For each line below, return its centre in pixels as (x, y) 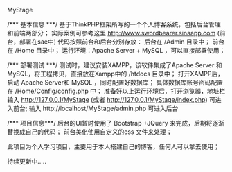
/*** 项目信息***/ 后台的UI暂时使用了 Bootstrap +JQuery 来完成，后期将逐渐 (116, 123)
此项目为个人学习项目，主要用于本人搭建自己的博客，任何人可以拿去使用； (113, 146)
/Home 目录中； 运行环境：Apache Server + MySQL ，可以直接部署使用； (120, 50)
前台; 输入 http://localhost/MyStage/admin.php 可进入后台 (96, 108)
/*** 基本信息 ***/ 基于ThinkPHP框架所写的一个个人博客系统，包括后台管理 (114, 24)
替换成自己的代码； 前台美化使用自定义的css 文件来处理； (90, 132)
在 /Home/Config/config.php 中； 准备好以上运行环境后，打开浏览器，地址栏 (116, 91)
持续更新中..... (27, 161)
